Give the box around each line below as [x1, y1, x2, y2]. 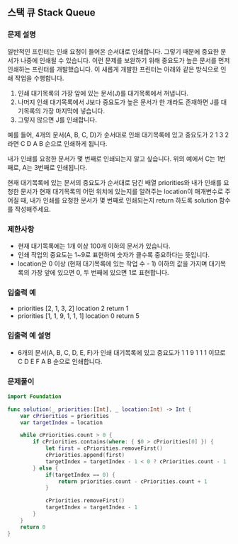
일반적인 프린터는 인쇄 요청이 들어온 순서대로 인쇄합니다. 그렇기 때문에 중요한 [7, 47, 220, 55]
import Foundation [7, 392, 62, 400]
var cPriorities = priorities [20, 412, 110, 419]
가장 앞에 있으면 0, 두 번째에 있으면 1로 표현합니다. [30, 268, 169, 276]
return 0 [20, 523, 46, 531]
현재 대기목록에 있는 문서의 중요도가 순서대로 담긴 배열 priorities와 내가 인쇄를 [7, 178, 222, 186]
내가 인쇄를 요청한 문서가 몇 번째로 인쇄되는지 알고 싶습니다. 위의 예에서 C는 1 [7, 154, 220, 163]
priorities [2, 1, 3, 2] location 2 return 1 [17, 304, 129, 313]
